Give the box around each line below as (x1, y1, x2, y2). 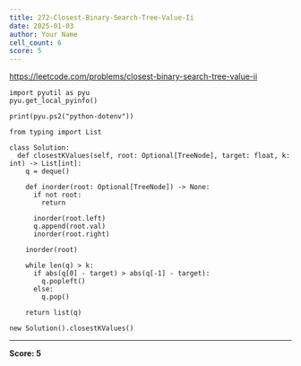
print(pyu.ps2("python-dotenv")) (9, 112, 134, 121)
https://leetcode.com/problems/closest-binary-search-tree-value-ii (9, 71, 258, 82)
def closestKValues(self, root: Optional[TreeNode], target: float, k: (17, 152, 291, 161)
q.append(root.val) (32, 222, 106, 231)
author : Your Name (9, 30, 78, 39)
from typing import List (9, 127, 102, 137)
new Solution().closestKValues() (9, 324, 134, 333)
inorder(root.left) (32, 214, 106, 223)
